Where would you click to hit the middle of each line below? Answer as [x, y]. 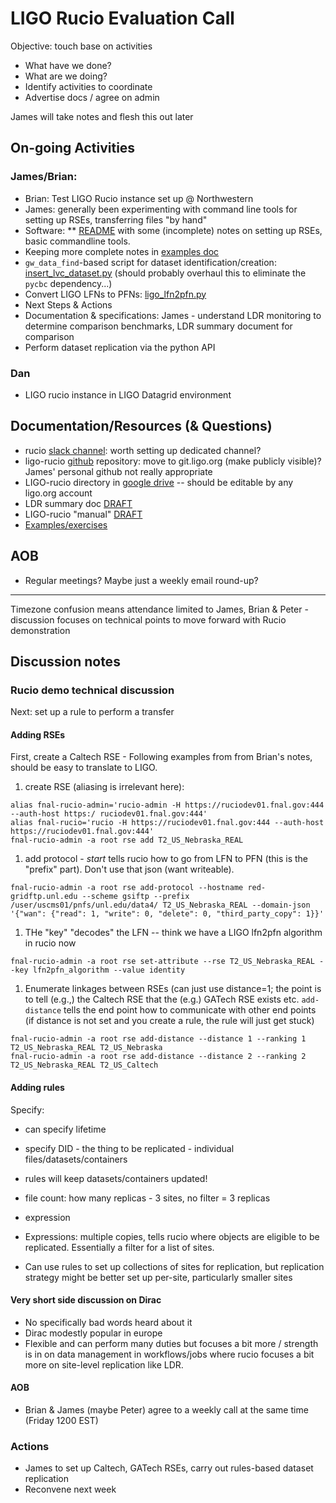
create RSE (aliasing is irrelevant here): [104, 787]
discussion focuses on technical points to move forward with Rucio [148, 619]
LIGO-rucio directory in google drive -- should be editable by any [159, 482]
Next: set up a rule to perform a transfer [92, 712]
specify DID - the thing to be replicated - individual [129, 1148]
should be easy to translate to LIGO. [84, 768]
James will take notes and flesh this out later [102, 116]
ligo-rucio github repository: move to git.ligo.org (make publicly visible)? [173, 461]
